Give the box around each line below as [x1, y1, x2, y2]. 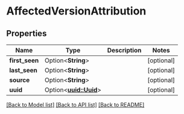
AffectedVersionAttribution [6, 4, 147, 18]
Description [107, 46, 142, 54]
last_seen [9, 66, 38, 74]
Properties [6, 28, 47, 39]
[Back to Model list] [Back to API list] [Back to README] [6, 101, 145, 108]
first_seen [9, 56, 39, 65]
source [9, 76, 30, 84]
